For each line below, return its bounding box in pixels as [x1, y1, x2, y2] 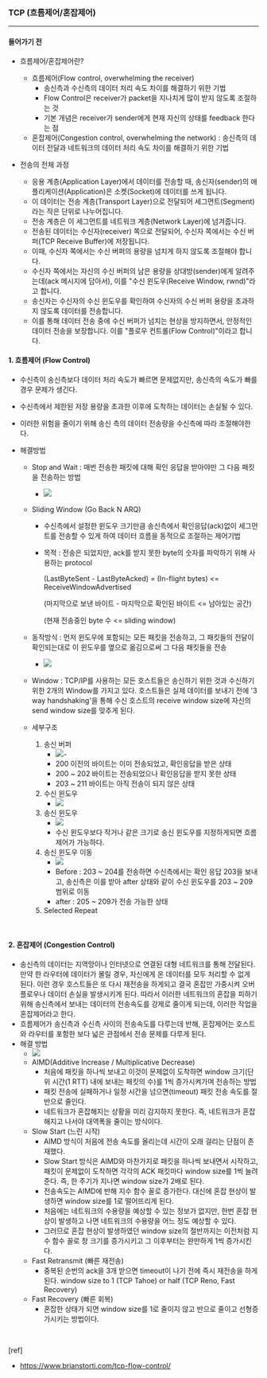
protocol [64, 557, 93, 567]
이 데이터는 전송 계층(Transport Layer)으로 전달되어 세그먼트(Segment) [31, 197, 256, 206]
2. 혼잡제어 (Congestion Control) [8, 940, 115, 950]
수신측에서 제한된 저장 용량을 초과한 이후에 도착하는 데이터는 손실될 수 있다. [19, 401, 253, 411]
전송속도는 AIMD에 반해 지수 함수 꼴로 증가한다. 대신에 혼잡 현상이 [43, 1186, 248, 1196]
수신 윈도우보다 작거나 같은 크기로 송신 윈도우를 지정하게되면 [55, 827, 242, 837]
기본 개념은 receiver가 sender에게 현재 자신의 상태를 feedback [43, 113, 241, 123]
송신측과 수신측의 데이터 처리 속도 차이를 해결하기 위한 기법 [43, 83, 226, 92]
